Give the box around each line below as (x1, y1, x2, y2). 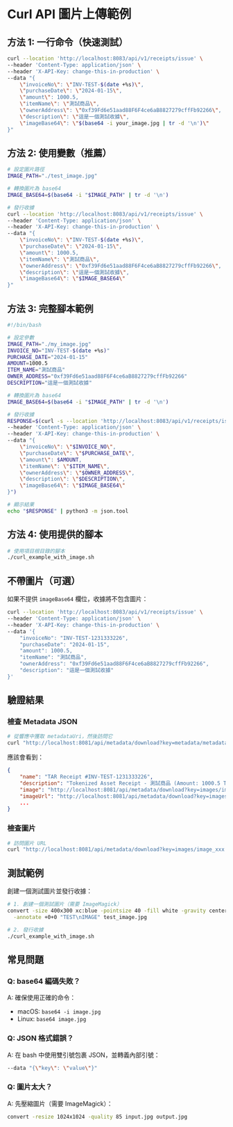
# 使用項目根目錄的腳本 (7, 547, 66, 554)
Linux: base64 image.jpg (17, 1015, 87, 1023)
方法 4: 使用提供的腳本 (7, 529, 103, 541)
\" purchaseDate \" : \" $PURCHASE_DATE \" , (19, 449, 135, 456)
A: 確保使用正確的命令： (7, 993, 76, 1002)
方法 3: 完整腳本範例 (7, 303, 94, 314)
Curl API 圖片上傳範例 (7, 6, 132, 22)
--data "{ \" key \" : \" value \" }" (7, 1064, 98, 1071)
